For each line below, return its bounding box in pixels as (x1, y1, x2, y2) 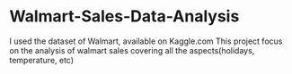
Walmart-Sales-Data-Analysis (9, 6, 240, 27)
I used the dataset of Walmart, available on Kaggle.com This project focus (9, 36, 283, 46)
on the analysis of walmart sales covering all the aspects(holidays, (9, 45, 255, 55)
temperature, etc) (9, 54, 75, 65)
